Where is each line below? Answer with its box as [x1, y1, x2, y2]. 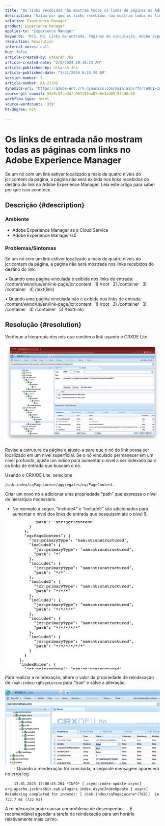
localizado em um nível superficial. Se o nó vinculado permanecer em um [5, 452, 154, 458]
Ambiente [5, 216, 29, 223]
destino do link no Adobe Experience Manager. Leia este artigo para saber [5, 181, 156, 187]
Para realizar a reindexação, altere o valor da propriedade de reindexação [5, 674, 154, 680]
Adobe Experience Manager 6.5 [12, 232, 77, 238]
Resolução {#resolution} [5, 321, 82, 329]
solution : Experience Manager [5, 18, 67, 23]
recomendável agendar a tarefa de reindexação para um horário [5, 811, 135, 817]
